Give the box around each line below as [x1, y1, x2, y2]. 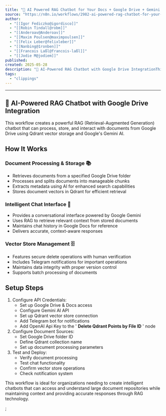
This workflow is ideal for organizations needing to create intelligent [5, 380, 143, 386]
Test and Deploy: [12, 349, 47, 355]
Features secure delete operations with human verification [12, 253, 131, 259]
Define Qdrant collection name [19, 339, 83, 345]
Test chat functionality [19, 360, 65, 366]
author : [5, 16, 21, 21]
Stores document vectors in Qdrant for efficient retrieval [12, 189, 127, 195]
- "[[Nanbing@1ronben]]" [9, 44, 61, 49]
